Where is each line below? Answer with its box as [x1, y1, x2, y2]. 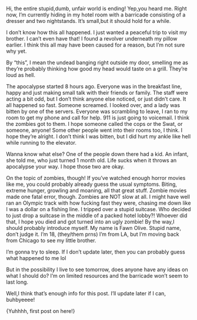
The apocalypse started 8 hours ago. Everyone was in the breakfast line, [6, 83, 182, 90]
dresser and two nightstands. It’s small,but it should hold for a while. [6, 18, 171, 24]
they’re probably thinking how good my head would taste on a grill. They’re [6, 65, 188, 72]
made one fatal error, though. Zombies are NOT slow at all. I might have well [6, 194, 190, 200]
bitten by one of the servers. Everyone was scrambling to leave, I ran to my [6, 108, 188, 115]
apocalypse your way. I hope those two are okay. [6, 163, 125, 170]
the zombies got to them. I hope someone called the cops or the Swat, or [6, 121, 183, 127]
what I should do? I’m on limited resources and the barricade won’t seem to [6, 272, 189, 279]
